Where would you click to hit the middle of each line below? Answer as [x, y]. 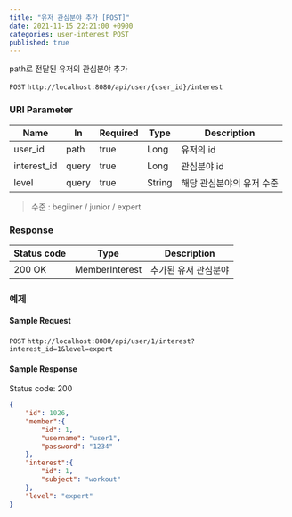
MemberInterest [108, 269]
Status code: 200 [41, 389]
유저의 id [199, 150]
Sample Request [40, 321]
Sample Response [43, 369]
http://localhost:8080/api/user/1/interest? [111, 341]
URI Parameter [41, 110]
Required [119, 133]
